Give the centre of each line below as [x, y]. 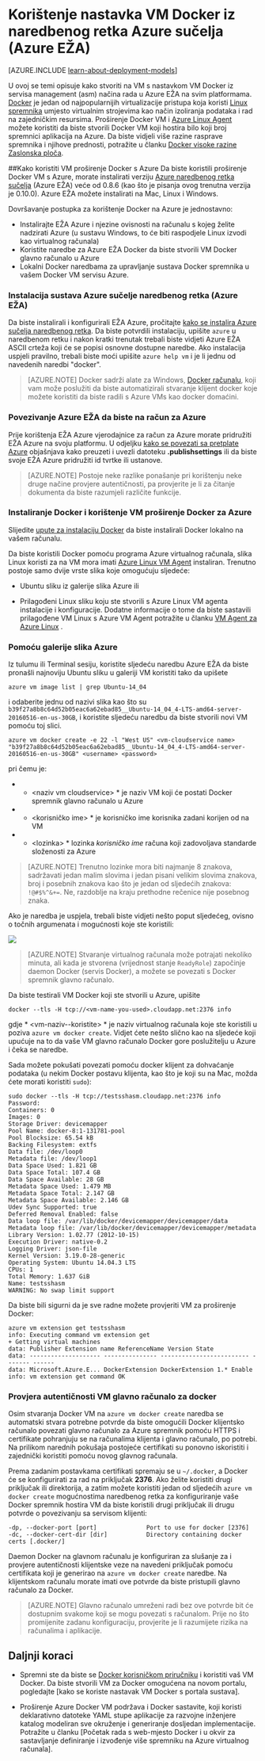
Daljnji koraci [41, 1655]
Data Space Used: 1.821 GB [53, 1166]
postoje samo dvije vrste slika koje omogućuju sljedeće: [99, 570]
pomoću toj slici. [35, 726]
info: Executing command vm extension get [79, 1335]
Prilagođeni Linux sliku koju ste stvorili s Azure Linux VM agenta [123, 601]
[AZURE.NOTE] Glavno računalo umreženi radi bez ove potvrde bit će [140, 1606]
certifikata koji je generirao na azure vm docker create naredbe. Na [118, 1573]
